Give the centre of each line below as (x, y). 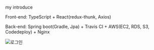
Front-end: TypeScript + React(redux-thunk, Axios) (58, 17)
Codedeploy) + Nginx (28, 32)
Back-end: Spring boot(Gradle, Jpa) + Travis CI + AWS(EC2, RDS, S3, (78, 26)
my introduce (19, 7)
